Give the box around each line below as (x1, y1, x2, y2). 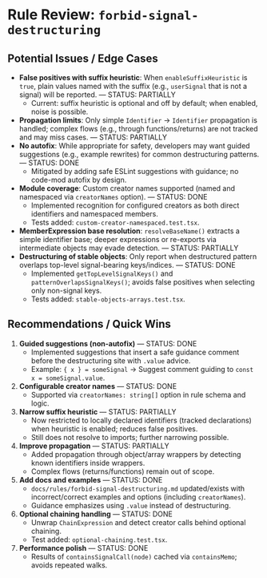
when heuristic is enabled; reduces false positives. (30, 423, 198, 434)
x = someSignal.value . (30, 373, 106, 382)
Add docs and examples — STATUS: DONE (18, 475, 163, 484)
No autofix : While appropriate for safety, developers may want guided (18, 141, 250, 150)
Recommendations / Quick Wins (7, 317, 171, 331)
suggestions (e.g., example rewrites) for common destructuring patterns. (18, 150, 260, 159)
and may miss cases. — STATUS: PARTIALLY (18, 132, 167, 142)
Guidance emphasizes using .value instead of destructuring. (30, 500, 231, 510)
